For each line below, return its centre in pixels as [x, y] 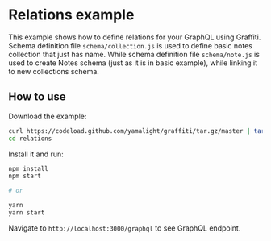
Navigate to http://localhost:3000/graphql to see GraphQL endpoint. [125, 228]
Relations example [71, 15]
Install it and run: [36, 154]
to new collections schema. [54, 71]
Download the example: [48, 116]
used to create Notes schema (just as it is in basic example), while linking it [133, 63]
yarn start [27, 213]
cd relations [30, 139]
